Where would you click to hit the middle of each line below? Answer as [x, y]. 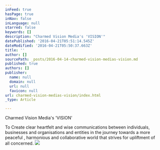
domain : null [23, 82]
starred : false [20, 28]
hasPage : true [19, 14]
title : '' [15, 50]
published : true [21, 64]
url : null [19, 86]
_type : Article [20, 100]
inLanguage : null [23, 23]
